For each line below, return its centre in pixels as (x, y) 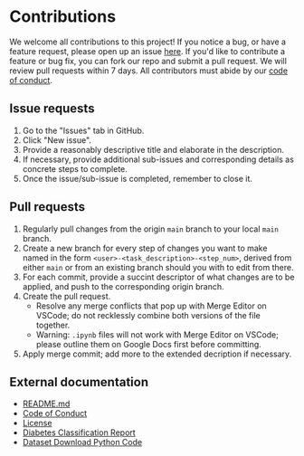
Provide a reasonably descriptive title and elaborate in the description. (153, 149)
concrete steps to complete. (75, 168)
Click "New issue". (57, 140)
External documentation (79, 382)
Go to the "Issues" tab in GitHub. (83, 130)
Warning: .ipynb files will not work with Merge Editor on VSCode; (157, 334)
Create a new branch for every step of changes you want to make (145, 248)
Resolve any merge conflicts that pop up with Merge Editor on (151, 306)
